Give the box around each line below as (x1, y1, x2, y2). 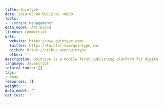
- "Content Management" (5, 20, 54, 26)
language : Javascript (5, 61, 49, 66)
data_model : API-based (5, 25, 51, 30)
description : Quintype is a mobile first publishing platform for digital (5, 57, 161, 62)
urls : (5, 34, 16, 39)
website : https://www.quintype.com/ (9, 39, 84, 44)
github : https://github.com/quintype (9, 47, 86, 52)
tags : (5, 70, 16, 75)
